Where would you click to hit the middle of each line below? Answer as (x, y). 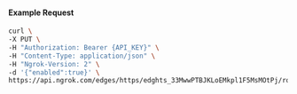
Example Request (41, 12)
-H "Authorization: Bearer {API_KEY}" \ (84, 47)
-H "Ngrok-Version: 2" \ (54, 64)
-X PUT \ (24, 40)
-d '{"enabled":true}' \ (54, 72)
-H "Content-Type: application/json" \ (82, 56)
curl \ (20, 31)
